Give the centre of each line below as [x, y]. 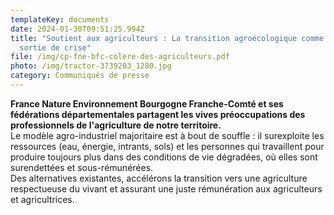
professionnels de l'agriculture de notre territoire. [116, 125]
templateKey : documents [60, 19]
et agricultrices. [42, 199]
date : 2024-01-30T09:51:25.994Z [77, 29]
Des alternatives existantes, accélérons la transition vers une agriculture [159, 178]
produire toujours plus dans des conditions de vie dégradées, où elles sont [164, 157]
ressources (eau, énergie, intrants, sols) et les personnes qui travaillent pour [167, 146]
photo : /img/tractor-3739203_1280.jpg [91, 66]
